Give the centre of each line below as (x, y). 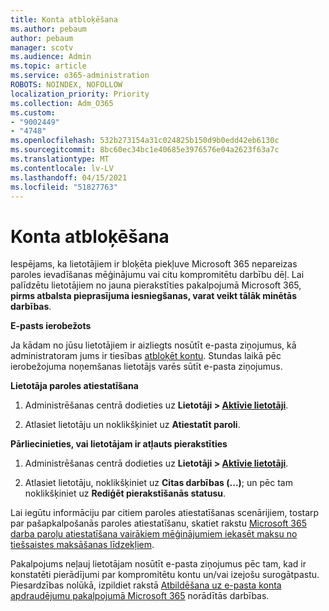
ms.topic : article (48, 66)
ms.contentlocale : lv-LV (62, 168)
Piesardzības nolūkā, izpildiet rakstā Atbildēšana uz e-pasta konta (146, 585)
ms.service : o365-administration (80, 76)
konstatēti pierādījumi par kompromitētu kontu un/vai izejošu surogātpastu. (165, 575)
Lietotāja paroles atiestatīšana (74, 386)
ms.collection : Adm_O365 (62, 103)
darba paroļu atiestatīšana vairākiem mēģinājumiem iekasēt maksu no (154, 534)
